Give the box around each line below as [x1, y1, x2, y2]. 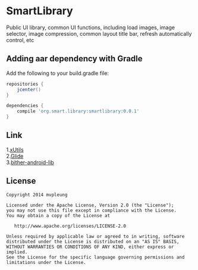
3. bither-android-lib [6, 159, 55, 166]
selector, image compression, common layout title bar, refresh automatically [6, 30, 192, 37]
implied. [6, 249, 28, 255]
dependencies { [6, 103, 44, 109]
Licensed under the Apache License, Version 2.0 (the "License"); [6, 202, 174, 208]
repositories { [6, 81, 44, 87]
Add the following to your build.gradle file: [6, 70, 109, 77]
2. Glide [6, 152, 24, 159]
